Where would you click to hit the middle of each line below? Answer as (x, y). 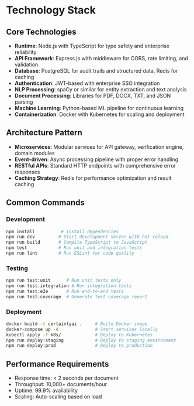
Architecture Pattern (44, 133)
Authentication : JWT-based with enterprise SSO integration (87, 83)
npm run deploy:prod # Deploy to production (79, 346)
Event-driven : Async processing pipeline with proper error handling (96, 159)
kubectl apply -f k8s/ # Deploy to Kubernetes (79, 335)
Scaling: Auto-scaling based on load (58, 397)
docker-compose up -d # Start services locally (82, 329)
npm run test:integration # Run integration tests (69, 286)
